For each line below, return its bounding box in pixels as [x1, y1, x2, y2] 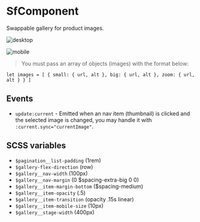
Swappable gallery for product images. [6, 24, 104, 32]
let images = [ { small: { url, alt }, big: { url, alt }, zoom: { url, [6, 71, 195, 77]
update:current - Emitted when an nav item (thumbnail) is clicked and [15, 110, 190, 117]
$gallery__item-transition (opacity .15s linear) [15, 195, 134, 202]
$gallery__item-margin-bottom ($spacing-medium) [15, 182, 143, 190]
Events [6, 93, 34, 104]
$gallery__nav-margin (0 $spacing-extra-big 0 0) [15, 176, 139, 184]
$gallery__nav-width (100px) [15, 170, 88, 177]
